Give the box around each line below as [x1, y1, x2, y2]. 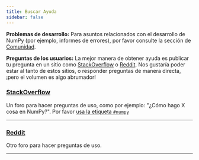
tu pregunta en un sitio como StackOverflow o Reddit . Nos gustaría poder [6, 60, 185, 68]
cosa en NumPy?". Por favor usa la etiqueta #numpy [6, 108, 129, 115]
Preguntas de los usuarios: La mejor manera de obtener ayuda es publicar [6, 55, 190, 62]
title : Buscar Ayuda [6, 8, 57, 15]
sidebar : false [6, 14, 44, 20]
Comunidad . [6, 43, 36, 50]
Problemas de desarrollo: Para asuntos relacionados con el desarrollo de [6, 30, 185, 37]
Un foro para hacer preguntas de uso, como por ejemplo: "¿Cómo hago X [6, 101, 185, 108]
